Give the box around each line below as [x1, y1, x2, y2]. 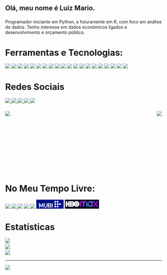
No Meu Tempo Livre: [5, 183, 95, 194]
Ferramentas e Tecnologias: [5, 47, 123, 58]
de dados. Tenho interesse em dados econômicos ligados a [5, 24, 127, 30]
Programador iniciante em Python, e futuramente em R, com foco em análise [5, 19, 162, 25]
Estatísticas [5, 221, 55, 233]
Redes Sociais [5, 82, 65, 92]
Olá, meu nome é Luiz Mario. [5, 4, 95, 12]
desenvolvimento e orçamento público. [5, 29, 85, 35]
